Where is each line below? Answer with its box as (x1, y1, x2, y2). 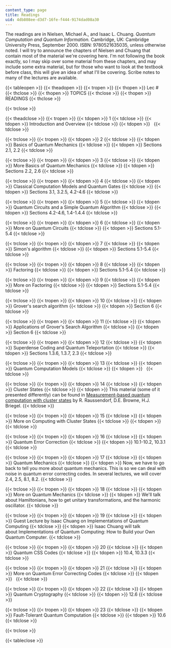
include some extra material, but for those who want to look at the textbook (5, 64, 163, 70)
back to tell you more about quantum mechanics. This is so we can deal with (5, 465, 166, 472)
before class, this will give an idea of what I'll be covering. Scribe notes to (5, 69, 160, 75)
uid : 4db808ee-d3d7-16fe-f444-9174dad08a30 (5, 17, 100, 22)
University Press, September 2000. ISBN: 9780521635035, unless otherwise (5, 42, 166, 48)
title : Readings (5, 12, 40, 17)
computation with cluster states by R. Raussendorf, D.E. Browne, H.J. (5, 397, 151, 403)
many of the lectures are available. (5, 75, 78, 81)
